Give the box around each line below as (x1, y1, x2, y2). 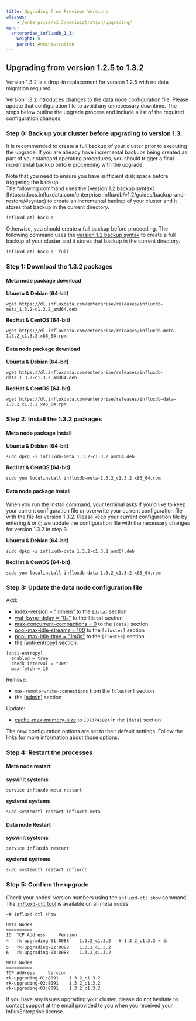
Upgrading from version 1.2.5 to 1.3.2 (6, 63, 145, 73)
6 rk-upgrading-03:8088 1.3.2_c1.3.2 (6, 949, 111, 955)
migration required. (6, 84, 53, 91)
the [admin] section (14, 693, 62, 700)
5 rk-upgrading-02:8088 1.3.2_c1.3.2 (6, 944, 111, 950)
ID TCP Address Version (6, 931, 77, 938)
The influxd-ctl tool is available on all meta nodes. (6, 900, 130, 907)
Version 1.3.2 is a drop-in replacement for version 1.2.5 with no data (6, 78, 169, 85)
